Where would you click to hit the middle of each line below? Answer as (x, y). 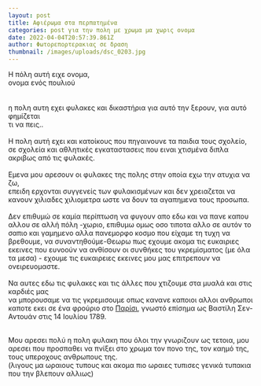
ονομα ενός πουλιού (42, 83)
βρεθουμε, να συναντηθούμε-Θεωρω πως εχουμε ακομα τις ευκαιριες (124, 241)
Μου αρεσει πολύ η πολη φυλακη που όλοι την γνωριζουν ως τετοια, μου (129, 340)
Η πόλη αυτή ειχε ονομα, (49, 74)
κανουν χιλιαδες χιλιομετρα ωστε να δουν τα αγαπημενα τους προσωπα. (129, 200)
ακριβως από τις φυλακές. (52, 158)
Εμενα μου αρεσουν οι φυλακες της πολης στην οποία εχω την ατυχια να (129, 175)
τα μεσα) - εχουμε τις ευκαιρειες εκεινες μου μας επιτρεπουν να (114, 258)
